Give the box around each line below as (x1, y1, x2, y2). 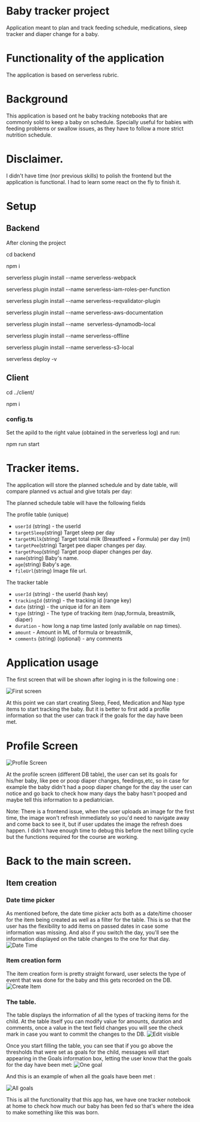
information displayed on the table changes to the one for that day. (6, 935, 170, 942)
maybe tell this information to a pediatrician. (6, 796, 115, 803)
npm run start (6, 440, 40, 447)
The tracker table (6, 579, 49, 586)
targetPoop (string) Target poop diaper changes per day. (14, 548, 152, 555)
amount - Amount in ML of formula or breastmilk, (14, 628, 133, 636)
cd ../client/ (6, 389, 35, 396)
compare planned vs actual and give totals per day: (6, 488, 133, 495)
